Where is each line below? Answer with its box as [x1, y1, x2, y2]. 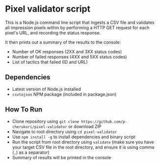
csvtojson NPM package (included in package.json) [12, 91, 116, 97]
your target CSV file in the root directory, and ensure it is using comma [12, 144, 155, 150]
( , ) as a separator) [12, 149, 50, 155]
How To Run [5, 106, 43, 114]
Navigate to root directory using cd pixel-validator [12, 128, 117, 134]
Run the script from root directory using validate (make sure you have [12, 139, 154, 145]
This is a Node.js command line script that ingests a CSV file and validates [5, 19, 155, 25]
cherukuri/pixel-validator [12, 124, 68, 129]
